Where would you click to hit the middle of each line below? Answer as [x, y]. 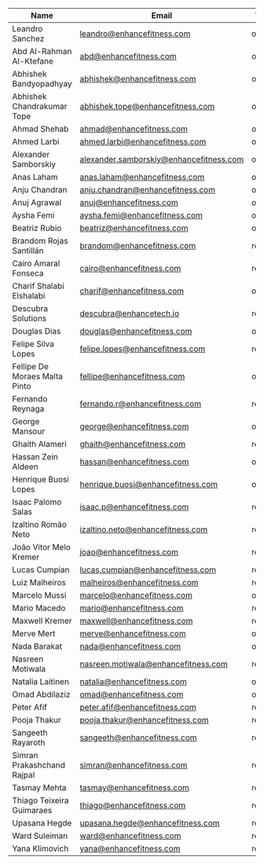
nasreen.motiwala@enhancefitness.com [154, 664]
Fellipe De [31, 366]
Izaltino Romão [39, 524]
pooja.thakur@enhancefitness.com [145, 720]
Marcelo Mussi [39, 595]
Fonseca [28, 273]
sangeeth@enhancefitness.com [139, 738]
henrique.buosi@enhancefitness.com [149, 484]
